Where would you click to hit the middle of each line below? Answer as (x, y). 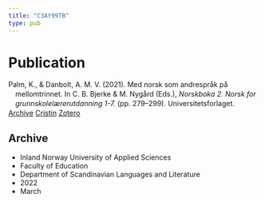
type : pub (25, 23)
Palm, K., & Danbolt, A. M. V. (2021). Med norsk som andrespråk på (118, 85)
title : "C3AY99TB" (39, 16)
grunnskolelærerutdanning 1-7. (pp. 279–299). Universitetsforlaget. (125, 104)
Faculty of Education (54, 165)
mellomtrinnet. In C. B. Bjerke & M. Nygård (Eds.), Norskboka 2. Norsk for (136, 94)
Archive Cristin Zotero (44, 113)
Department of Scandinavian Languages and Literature (110, 174)
